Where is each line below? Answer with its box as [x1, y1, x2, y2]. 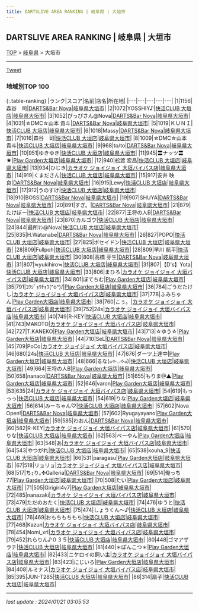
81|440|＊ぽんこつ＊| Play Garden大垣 [97, 543, 190, 550]
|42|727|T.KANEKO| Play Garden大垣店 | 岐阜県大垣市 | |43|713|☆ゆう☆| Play [6, 328, 190, 335]
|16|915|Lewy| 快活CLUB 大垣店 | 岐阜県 [91, 179, 185, 186]
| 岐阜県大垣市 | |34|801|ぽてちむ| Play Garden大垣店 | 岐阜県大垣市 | [26, 275, 185, 283]
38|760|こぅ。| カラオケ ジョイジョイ [95, 298, 187, 305]
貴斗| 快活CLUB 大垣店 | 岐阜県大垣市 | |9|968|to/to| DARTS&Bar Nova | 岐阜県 [6, 142, 188, 149]
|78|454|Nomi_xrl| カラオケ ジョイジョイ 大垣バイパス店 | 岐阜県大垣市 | [6, 528, 176, 535]
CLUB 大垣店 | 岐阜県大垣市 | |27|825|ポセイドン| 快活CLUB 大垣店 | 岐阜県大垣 [6, 239, 191, 246]
